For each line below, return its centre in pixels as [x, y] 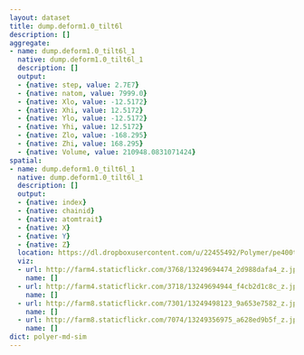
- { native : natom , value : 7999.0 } [82, 93]
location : [36, 253]
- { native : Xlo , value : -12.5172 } [82, 102]
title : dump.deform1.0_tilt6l [66, 26]
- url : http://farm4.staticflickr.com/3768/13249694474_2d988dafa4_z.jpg [159, 270]
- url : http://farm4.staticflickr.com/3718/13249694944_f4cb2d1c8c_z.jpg [159, 286]
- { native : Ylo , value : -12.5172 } [82, 118]
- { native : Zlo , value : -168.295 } [82, 135]
